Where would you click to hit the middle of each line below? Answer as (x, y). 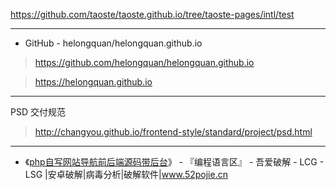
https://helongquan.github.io (93, 82)
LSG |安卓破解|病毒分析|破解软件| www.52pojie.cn (126, 174)
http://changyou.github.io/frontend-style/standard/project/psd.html (173, 132)
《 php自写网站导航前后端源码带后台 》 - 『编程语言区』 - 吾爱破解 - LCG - (174, 162)
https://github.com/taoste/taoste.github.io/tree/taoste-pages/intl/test (152, 14)
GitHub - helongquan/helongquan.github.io (113, 43)
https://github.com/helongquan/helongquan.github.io (144, 62)
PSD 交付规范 (38, 112)
